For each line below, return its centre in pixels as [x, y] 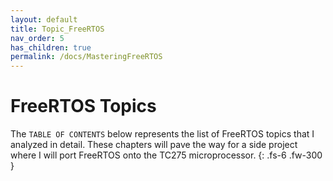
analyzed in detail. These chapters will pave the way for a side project [154, 145]
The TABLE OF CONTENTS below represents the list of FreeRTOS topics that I [162, 134]
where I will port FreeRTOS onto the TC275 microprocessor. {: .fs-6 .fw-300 [166, 155]
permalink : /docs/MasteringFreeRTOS [86, 57]
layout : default [44, 19]
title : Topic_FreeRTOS [57, 29]
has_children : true [51, 47]
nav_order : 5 [37, 38]
